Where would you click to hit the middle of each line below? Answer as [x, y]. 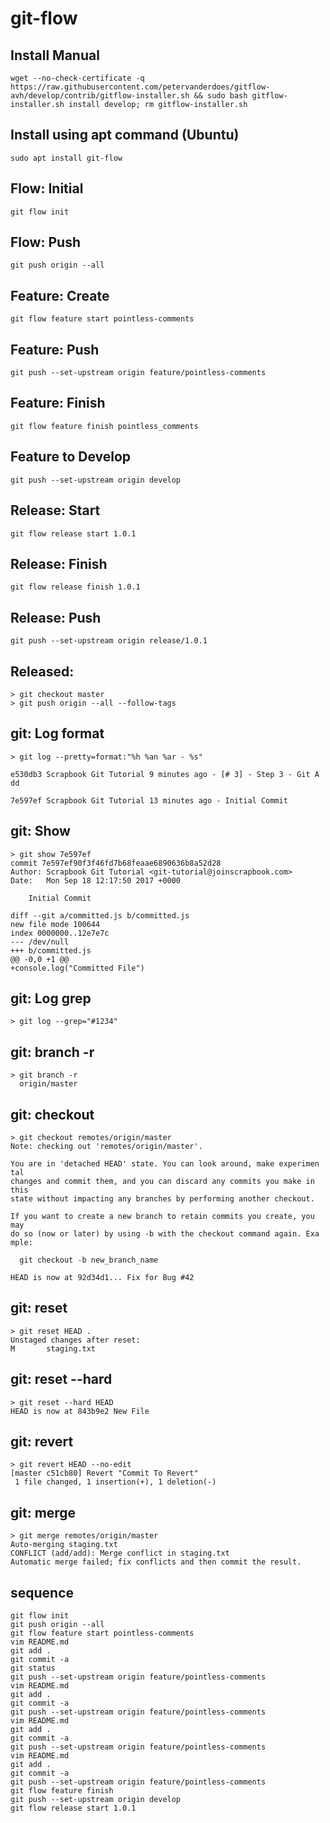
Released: [42, 671]
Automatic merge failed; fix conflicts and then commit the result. [156, 1562]
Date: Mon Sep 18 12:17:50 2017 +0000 [96, 880]
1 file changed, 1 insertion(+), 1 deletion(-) [115, 1482]
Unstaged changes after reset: [75, 1340]
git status [33, 1668]
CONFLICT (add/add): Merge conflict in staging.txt [120, 1553]
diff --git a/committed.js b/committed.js [100, 915]
